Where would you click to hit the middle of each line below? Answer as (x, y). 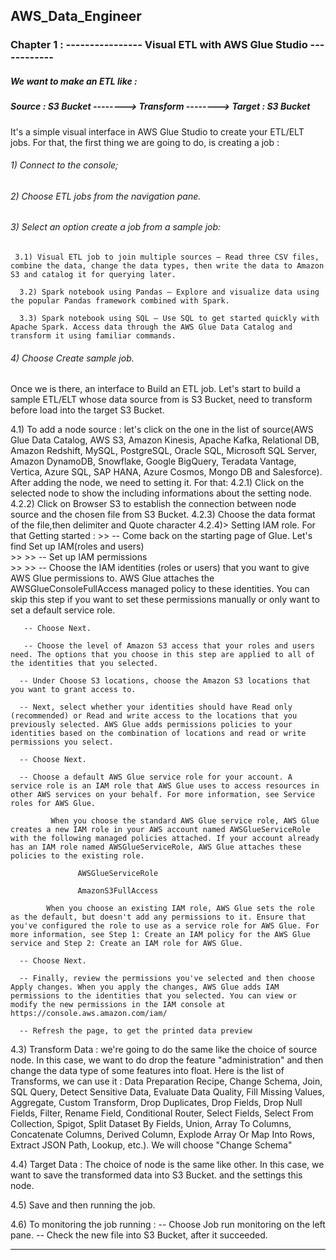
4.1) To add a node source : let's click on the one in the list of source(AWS (162, 430)
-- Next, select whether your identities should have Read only (156, 707)
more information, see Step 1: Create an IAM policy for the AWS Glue (160, 935)
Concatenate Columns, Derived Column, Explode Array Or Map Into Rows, (163, 1135)
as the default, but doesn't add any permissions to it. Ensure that (158, 917)
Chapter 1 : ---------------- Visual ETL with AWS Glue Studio (159, 45)
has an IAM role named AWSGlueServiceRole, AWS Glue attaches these (156, 847)
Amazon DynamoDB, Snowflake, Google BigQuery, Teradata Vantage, (153, 461)
